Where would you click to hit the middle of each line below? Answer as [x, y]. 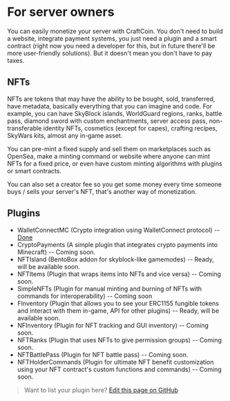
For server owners [61, 12]
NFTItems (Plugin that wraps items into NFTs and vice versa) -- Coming [119, 274]
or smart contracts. [35, 170]
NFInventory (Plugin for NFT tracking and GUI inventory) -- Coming [113, 325]
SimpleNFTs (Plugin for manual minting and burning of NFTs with [109, 288]
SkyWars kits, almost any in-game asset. [65, 135]
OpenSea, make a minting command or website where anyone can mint [109, 156]
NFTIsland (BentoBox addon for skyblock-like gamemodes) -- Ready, [115, 259]
